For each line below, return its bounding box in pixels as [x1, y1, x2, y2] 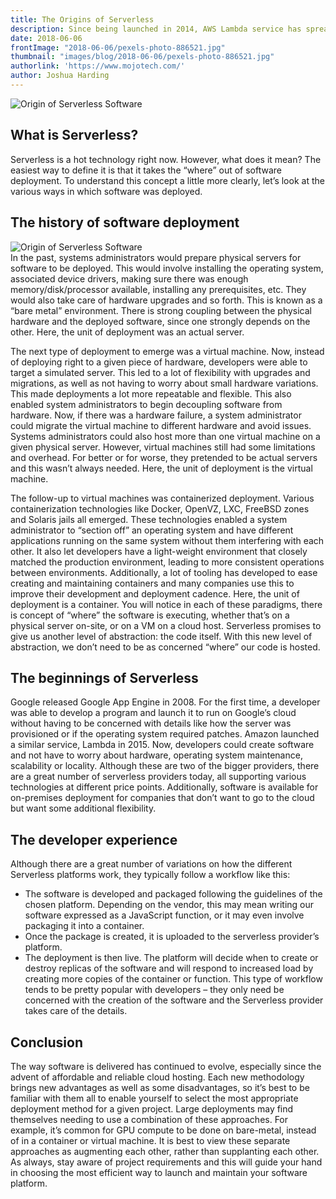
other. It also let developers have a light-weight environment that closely [10, 545, 308, 557]
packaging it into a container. [24, 920, 145, 932]
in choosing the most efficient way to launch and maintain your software [10, 1166, 308, 1178]
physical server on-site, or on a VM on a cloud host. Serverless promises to [10, 619, 322, 631]
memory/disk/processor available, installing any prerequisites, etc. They [10, 283, 307, 295]
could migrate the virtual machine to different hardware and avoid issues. [10, 419, 312, 431]
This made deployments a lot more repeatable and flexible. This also [10, 387, 292, 400]
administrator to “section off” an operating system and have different [10, 524, 294, 536]
